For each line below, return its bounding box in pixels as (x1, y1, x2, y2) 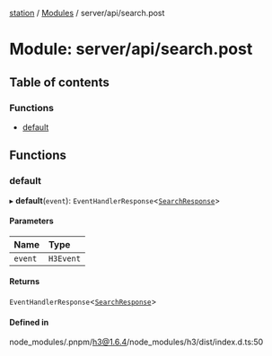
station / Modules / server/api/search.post (9, 8, 165, 18)
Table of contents (9, 74, 110, 90)
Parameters (9, 215, 54, 227)
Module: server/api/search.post (9, 39, 253, 59)
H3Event (48, 253, 81, 264)
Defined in (9, 317, 49, 327)
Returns (9, 276, 40, 287)
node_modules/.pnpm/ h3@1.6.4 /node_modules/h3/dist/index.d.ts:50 (9, 336, 264, 348)
